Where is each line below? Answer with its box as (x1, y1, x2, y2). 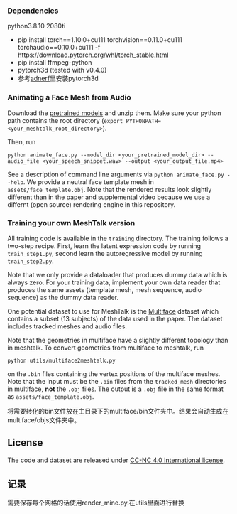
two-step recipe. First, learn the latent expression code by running (7, 241, 201, 250)
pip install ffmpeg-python (17, 58, 92, 67)
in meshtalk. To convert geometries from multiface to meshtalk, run (7, 343, 204, 352)
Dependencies (7, 6, 59, 16)
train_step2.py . (7, 257, 55, 265)
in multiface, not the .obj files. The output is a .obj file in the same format (7, 385, 224, 393)
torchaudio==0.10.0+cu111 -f (17, 43, 101, 52)
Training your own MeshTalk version (7, 218, 136, 227)
